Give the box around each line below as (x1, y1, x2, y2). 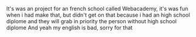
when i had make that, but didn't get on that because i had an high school (6, 11, 190, 18)
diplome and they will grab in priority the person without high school (6, 18, 177, 24)
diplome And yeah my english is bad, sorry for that (6, 24, 133, 31)
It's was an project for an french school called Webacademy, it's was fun (6, 5, 189, 12)
